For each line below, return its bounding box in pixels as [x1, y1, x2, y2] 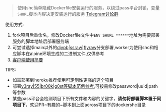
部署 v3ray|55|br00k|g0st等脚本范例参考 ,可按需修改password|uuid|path [12, 83, 158, 89]
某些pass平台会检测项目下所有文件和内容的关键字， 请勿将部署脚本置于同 [12, 96, 162, 101]
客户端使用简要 [12, 57, 43, 62]
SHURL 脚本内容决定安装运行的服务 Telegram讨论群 [17, 11, 119, 17]
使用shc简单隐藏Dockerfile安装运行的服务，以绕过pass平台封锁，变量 [17, 5, 160, 10]
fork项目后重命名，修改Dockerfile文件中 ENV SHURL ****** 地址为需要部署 [12, 32, 160, 38]
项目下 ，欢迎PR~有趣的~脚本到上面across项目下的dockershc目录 [12, 102, 146, 108]
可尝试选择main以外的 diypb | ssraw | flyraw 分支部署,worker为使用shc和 [12, 45, 154, 50]
